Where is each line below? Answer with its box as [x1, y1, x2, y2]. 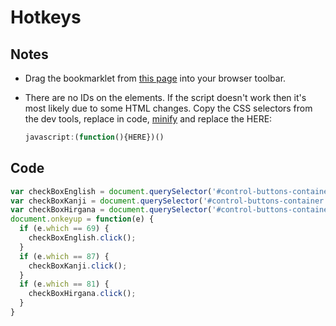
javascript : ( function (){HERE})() [24, 132, 165, 142]
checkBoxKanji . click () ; [28, 261, 128, 271]
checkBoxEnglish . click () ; [28, 233, 137, 243]
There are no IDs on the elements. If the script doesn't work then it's [24, 92, 307, 103]
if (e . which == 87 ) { [19, 251, 110, 261]
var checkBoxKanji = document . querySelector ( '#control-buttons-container [10, 196, 325, 206]
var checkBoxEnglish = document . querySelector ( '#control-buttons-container [10, 186, 333, 196]
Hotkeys [10, 6, 82, 29]
